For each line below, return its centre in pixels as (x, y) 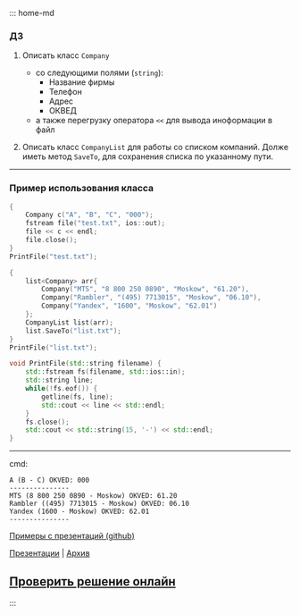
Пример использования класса (82, 189)
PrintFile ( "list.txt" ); (54, 348)
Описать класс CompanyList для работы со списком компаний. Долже (155, 147)
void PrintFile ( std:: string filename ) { (86, 364)
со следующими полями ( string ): (99, 73)
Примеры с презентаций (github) (72, 536)
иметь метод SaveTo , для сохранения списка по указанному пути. (148, 156)
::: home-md (32, 13)
